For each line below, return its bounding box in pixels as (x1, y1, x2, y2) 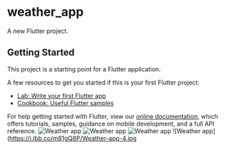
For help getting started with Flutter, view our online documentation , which (7, 112, 219, 120)
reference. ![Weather (7, 126, 201, 135)
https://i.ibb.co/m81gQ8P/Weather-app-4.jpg (9, 134, 137, 142)
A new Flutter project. (7, 27, 69, 35)
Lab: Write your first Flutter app (17, 91, 107, 100)
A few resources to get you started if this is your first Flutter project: (7, 78, 200, 87)
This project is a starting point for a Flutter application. (7, 65, 161, 73)
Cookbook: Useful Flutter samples (17, 99, 114, 107)
